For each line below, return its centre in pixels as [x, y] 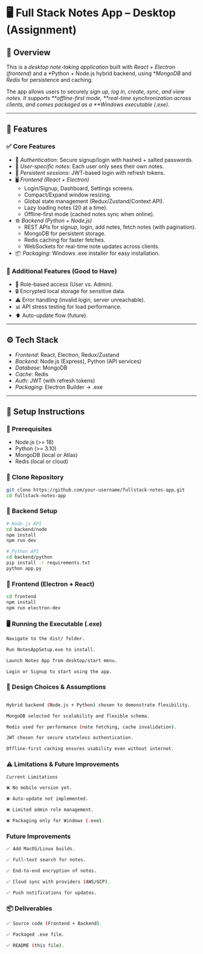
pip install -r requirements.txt [48, 563]
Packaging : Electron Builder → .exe [59, 387]
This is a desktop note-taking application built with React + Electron [91, 67]
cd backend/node [27, 529]
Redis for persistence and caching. [50, 80]
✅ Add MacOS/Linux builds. [41, 849]
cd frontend [21, 597]
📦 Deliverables [29, 908]
